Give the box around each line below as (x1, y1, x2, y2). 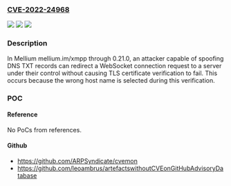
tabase (17, 171, 37, 180)
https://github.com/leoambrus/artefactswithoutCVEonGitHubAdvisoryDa (17, 164, 223, 172)
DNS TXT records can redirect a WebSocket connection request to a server (7, 61, 222, 70)
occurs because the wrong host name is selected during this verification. (7, 76, 216, 84)
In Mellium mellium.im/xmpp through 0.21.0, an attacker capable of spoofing (7, 54, 224, 63)
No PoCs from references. (7, 125, 82, 134)
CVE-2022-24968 (7, 5, 70, 14)
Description (7, 39, 48, 48)
